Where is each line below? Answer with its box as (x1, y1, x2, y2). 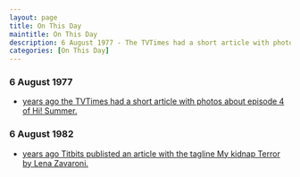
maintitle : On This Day (9, 29, 98, 38)
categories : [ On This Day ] (9, 46, 110, 55)
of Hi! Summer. (21, 105, 78, 116)
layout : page (9, 13, 58, 22)
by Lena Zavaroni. (21, 157, 89, 168)
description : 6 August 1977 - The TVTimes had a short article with (9, 38, 270, 47)
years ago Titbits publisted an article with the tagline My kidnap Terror (21, 148, 281, 159)
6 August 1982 (9, 128, 74, 140)
